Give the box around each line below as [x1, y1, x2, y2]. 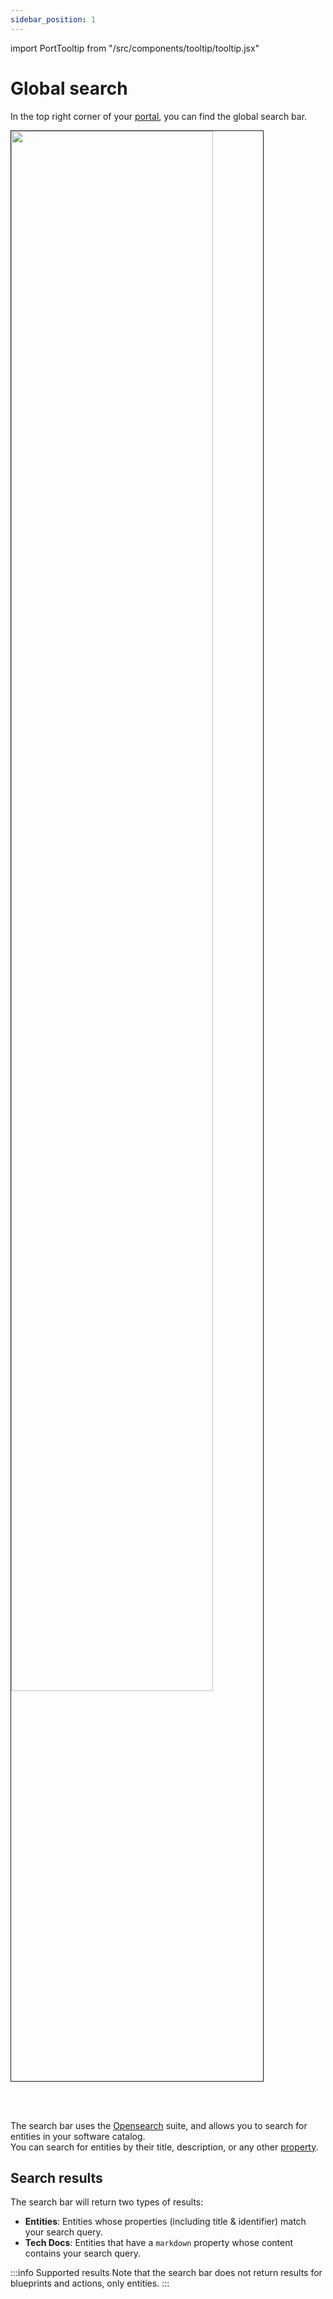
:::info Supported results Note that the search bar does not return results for [10, 2267, 323, 2279]
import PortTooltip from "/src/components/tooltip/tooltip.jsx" [10, 42, 260, 54]
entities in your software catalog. [10, 2130, 146, 2142]
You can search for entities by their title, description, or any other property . [10, 2141, 319, 2153]
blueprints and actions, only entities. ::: [10, 2277, 170, 2290]
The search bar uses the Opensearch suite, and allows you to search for [10, 2119, 308, 2131]
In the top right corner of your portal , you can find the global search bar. [10, 110, 308, 122]
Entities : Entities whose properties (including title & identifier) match [24, 2216, 307, 2228]
